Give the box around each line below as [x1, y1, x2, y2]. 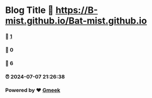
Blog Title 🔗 [5, 4, 54, 16]
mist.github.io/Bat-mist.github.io [5, 15, 147, 26]
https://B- [55, 4, 98, 16]
